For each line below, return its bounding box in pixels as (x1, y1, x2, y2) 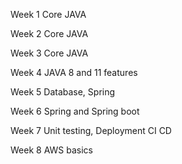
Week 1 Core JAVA (10, 9, 87, 20)
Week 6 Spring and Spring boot (10, 105, 140, 117)
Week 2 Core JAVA (10, 28, 89, 39)
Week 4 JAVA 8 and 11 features (10, 67, 138, 78)
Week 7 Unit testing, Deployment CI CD (10, 125, 172, 136)
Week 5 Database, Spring (10, 86, 116, 98)
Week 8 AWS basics (10, 144, 93, 156)
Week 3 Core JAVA (10, 47, 89, 59)
